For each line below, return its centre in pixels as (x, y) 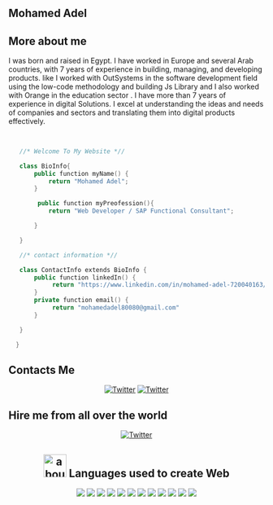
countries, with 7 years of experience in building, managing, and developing (135, 69)
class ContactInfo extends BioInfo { (83, 270)
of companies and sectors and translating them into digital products (122, 112)
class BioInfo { (45, 166)
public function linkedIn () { (85, 277)
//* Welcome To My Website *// (72, 151)
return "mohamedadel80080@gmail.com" (116, 308)
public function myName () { (81, 173)
